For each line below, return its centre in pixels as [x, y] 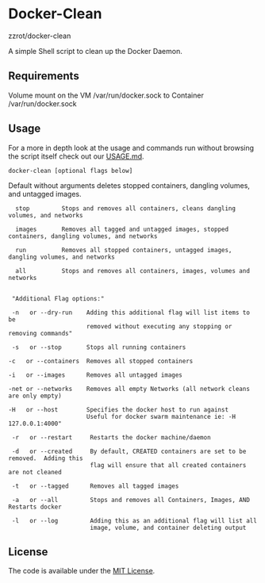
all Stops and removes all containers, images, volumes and [132, 270]
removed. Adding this [46, 458]
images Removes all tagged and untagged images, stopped [122, 229]
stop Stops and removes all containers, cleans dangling [126, 208]
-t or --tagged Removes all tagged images [95, 486]
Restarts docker [35, 507]
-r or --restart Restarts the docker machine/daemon [111, 437]
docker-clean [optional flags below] [71, 171]
